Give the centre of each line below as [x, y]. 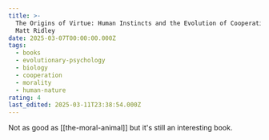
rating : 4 [25, 98]
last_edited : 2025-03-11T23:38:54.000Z [75, 105]
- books [28, 53]
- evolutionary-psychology [60, 61]
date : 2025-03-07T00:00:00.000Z [62, 38]
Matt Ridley [36, 30]
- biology [32, 68]
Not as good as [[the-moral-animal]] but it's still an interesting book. [120, 128]
